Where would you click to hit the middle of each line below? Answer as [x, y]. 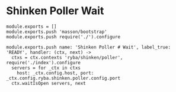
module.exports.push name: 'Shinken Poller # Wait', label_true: [88, 47]
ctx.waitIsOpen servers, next [49, 83]
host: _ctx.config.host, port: [55, 73]
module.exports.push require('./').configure [63, 37]
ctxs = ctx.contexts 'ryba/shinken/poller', [67, 57]
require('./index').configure [44, 63]
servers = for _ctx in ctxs [46, 68]
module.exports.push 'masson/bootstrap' [57, 32]
